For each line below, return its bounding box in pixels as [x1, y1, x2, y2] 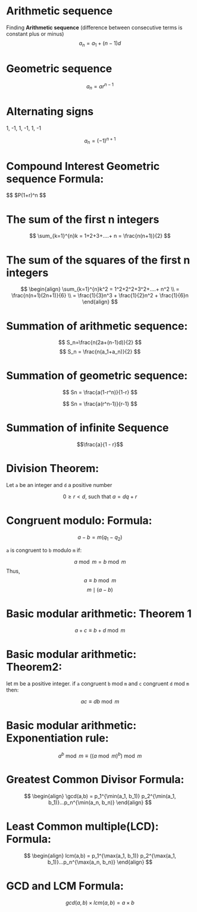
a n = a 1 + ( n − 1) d [79, 39, 121, 48]
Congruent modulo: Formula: [6, 514, 152, 528]
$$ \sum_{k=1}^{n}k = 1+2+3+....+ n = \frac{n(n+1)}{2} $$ [29, 232, 171, 240]
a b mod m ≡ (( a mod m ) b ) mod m [58, 751, 142, 759]
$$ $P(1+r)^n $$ [6, 192, 46, 199]
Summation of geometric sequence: [6, 369, 188, 383]
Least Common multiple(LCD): [6, 820, 159, 833]
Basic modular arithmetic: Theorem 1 [6, 607, 192, 621]
